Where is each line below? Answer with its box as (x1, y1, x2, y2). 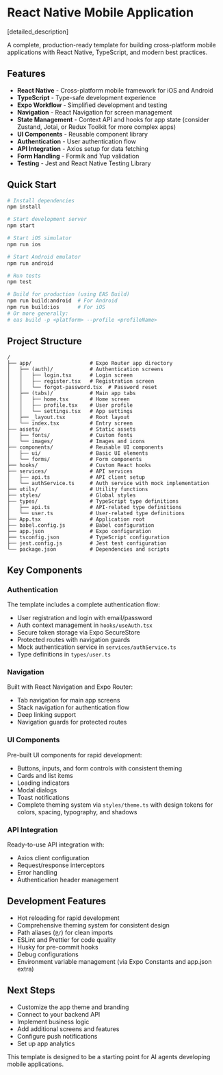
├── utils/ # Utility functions (7, 486, 148, 493)
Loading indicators (16, 779, 70, 787)
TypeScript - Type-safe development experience (16, 93, 156, 102)
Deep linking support (16, 711, 77, 719)
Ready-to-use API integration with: (7, 840, 105, 849)
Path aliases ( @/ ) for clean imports (16, 928, 114, 936)
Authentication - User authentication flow (16, 137, 137, 145)
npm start (7, 222, 36, 229)
